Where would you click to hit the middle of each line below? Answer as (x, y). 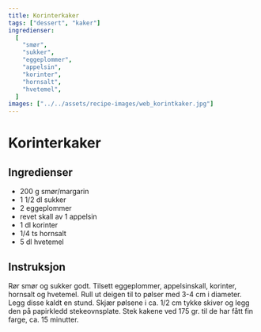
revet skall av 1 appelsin (58, 217)
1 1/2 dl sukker (43, 200)
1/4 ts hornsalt (43, 234)
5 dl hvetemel (42, 242)
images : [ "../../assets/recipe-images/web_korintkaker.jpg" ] (111, 104)
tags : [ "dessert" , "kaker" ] (55, 23)
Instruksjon (37, 267)
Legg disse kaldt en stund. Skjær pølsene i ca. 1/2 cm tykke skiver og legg (129, 303)
